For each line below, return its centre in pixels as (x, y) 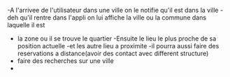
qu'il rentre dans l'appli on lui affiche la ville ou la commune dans (113, 17)
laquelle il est (26, 25)
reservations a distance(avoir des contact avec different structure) (113, 53)
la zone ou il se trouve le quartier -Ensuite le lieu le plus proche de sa (117, 38)
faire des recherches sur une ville (65, 61)
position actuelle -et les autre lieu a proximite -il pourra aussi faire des (118, 46)
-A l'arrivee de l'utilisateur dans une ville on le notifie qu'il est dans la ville (113, 10)
